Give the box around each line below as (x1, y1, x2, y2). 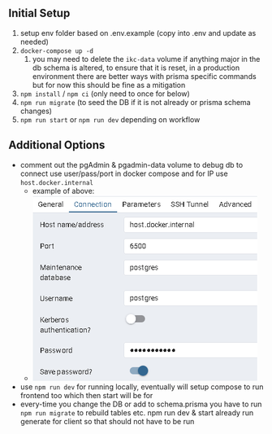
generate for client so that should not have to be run (19, 416, 195, 426)
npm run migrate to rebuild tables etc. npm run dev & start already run (19, 407, 254, 418)
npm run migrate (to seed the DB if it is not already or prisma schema (19, 97, 251, 107)
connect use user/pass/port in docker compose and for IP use (19, 169, 229, 178)
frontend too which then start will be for (19, 390, 153, 400)
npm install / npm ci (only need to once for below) (19, 89, 191, 99)
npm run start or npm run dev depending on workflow (19, 114, 201, 125)
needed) (19, 37, 49, 46)
